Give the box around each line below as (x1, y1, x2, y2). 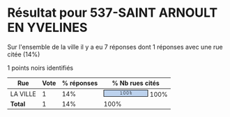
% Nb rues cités (112, 79, 160, 88)
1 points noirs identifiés (7, 63, 74, 72)
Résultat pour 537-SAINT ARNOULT (7, 5, 218, 21)
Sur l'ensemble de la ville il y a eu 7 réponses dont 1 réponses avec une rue (7, 42, 223, 51)
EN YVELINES (7, 19, 88, 36)
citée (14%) (7, 50, 40, 58)
